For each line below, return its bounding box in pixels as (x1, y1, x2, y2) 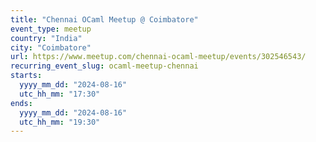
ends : (10, 98, 33, 108)
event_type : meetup (10, 24, 92, 34)
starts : (10, 71, 43, 81)
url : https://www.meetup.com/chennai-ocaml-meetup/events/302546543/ (10, 52, 307, 62)
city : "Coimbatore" (10, 42, 92, 53)
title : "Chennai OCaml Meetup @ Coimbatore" (10, 14, 199, 25)
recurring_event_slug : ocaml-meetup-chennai (10, 61, 199, 71)
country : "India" (10, 33, 83, 43)
